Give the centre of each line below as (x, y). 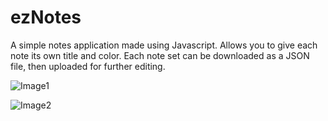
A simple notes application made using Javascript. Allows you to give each (164, 45)
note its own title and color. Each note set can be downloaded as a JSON (160, 55)
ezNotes (46, 17)
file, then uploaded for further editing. (88, 66)
